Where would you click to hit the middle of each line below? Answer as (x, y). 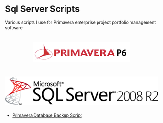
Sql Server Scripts (42, 9)
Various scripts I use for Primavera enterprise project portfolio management (81, 22)
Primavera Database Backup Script (47, 115)
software (14, 27)
